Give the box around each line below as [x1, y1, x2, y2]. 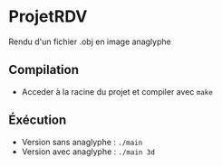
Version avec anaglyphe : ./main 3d [21, 146, 156, 157]
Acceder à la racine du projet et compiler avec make [21, 86, 214, 97]
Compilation [8, 62, 79, 78]
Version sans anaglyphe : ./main [21, 136, 143, 147]
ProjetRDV [8, 6, 88, 27]
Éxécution [8, 113, 67, 128]
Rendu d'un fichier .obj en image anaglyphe [8, 36, 171, 47]
